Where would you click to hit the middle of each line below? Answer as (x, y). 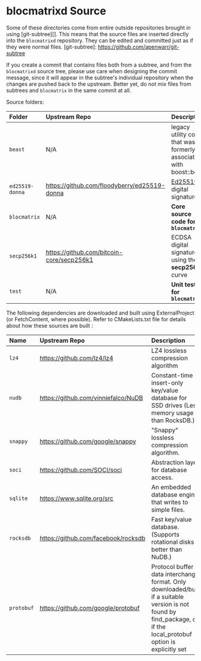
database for (169, 397)
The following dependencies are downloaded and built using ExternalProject (100, 313)
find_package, (171, 619)
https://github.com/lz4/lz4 (77, 358)
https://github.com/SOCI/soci (81, 469)
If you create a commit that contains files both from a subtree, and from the (99, 65)
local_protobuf (172, 634)
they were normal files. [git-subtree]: (51, 47)
